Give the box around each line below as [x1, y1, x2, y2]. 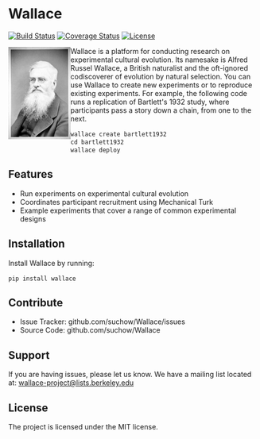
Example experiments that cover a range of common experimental [19, 206, 237, 215]
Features [8, 168, 53, 181]
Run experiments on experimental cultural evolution [19, 188, 189, 198]
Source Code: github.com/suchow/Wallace [19, 325, 161, 335]
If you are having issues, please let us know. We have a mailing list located [8, 370, 252, 379]
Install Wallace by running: [8, 258, 95, 268]
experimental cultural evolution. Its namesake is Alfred [70, 55, 248, 64]
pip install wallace [8, 275, 77, 283]
